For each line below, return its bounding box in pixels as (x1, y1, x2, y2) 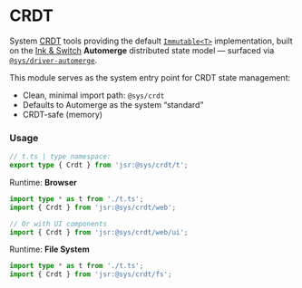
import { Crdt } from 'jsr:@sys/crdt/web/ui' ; (9, 227, 189, 236)
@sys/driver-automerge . (9, 54, 98, 65)
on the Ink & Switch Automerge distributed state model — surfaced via (9, 44, 275, 55)
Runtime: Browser (9, 177, 77, 187)
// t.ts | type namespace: (9, 152, 112, 161)
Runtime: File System (9, 244, 90, 254)
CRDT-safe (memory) (22, 109, 102, 120)
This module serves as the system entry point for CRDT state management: (9, 72, 291, 82)
